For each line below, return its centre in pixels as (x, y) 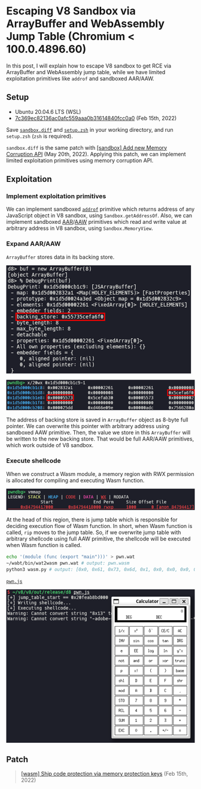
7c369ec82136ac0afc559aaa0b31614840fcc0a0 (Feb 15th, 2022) (96, 118)
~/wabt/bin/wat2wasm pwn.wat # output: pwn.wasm (68, 563)
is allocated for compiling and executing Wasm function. (75, 480)
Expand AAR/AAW (33, 244)
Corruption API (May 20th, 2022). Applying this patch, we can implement (96, 154)
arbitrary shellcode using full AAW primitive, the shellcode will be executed (98, 538)
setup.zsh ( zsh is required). (39, 136)
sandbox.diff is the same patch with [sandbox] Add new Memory (87, 147)
